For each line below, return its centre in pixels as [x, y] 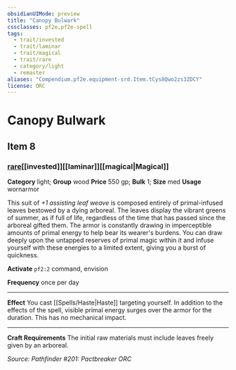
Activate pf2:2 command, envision [58, 269]
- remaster [29, 72]
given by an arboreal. [38, 345]
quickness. [23, 255]
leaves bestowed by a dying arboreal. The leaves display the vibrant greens [117, 210]
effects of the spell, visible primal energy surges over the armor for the [110, 310]
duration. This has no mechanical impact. [67, 318]
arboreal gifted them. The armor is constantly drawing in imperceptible [110, 225]
